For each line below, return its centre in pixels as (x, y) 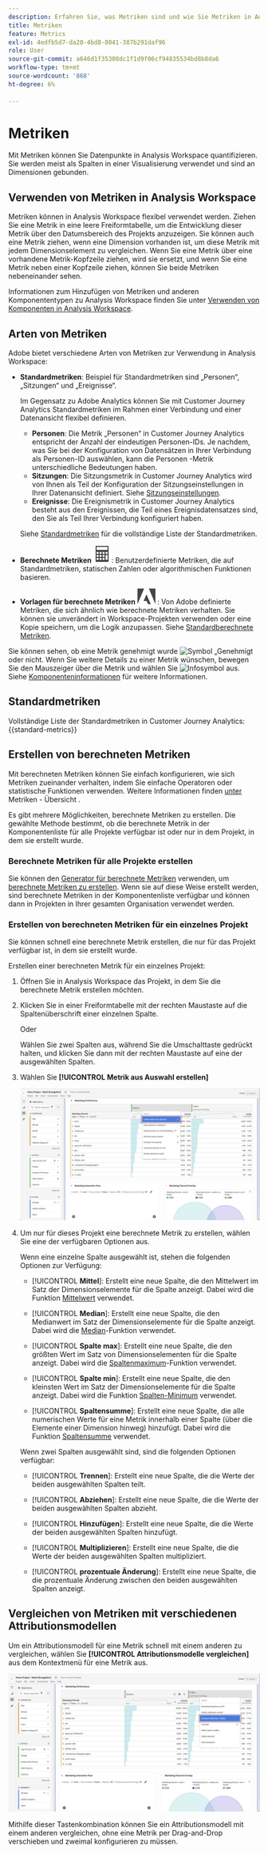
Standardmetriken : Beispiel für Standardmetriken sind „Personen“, (129, 377)
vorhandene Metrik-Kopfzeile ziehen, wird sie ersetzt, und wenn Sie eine (128, 259)
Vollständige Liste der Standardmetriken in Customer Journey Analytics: (127, 721)
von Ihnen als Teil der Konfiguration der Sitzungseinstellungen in (138, 484)
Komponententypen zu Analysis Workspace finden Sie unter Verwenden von (134, 300)
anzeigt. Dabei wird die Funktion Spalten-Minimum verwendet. (134, 1395)
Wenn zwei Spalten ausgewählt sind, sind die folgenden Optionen (128, 1451)
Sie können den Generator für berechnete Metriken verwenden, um (119, 878)
